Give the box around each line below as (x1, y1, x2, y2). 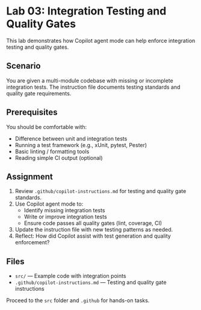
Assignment (6, 171, 53, 182)
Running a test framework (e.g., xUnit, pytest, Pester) (14, 141, 147, 148)
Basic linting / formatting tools (14, 148, 90, 155)
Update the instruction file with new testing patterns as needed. (14, 226, 173, 233)
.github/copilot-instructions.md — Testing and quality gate (14, 279, 167, 286)
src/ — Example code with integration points (14, 273, 126, 280)
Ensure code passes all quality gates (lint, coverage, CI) (23, 220, 162, 227)
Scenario (6, 61, 41, 71)
